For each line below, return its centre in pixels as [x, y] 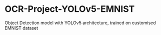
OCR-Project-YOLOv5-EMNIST [70, 9]
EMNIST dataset [21, 28]
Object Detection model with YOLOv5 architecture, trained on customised [80, 23]
